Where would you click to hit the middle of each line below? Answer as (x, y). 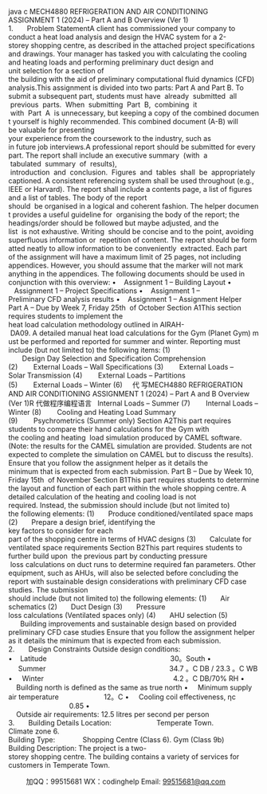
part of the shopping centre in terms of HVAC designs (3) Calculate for (130, 539)
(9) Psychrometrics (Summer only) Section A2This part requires (120, 420)
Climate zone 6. (34, 731)
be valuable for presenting (51, 130)
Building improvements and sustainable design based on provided (128, 624)
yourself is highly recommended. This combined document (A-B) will (126, 121)
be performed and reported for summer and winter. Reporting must (130, 341)
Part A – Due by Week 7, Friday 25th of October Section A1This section (125, 307)
